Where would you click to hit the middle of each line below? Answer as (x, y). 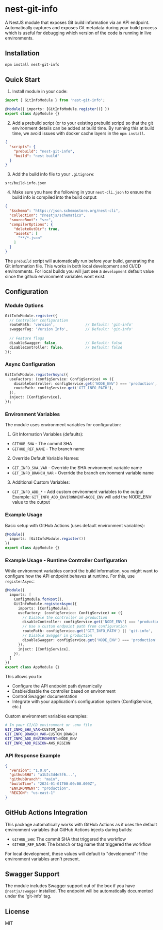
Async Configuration (30, 364)
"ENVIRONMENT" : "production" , (40, 788)
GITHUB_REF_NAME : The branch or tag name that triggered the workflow (81, 844)
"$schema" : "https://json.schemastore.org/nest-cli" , (65, 211)
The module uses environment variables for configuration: (63, 425)
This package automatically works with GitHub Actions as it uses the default (81, 824)
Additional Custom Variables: (41, 482)
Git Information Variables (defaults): (48, 434)
